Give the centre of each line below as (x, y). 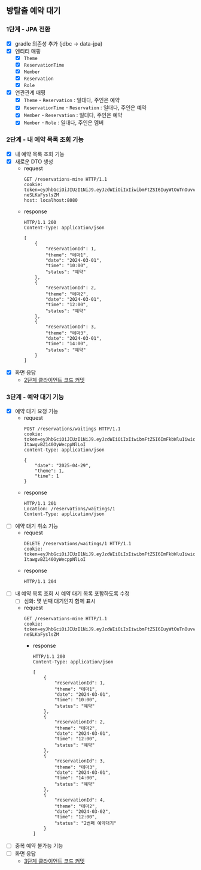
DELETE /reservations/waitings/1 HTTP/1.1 (77, 544)
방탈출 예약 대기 (33, 11)
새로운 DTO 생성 (34, 162)
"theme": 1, (50, 471)
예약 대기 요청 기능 (36, 411)
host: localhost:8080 (51, 200)
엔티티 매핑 (28, 51)
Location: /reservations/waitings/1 (69, 509)
